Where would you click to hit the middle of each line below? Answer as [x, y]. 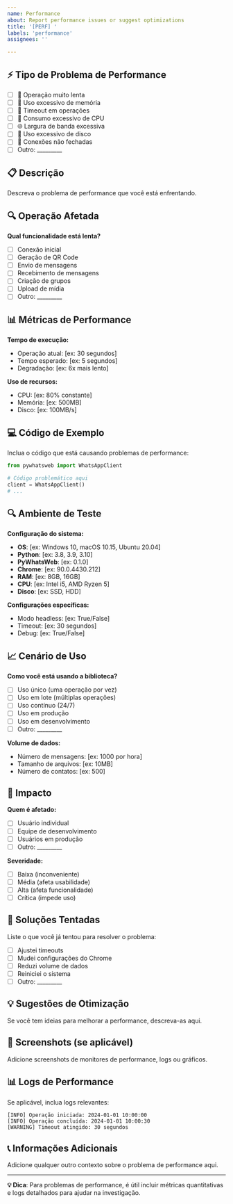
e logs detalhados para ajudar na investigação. [74, 1193]
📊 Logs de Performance [61, 1082]
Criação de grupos [44, 281]
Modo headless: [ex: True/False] [63, 619]
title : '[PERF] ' [32, 26]
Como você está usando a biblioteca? [62, 676]
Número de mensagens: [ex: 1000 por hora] [80, 756]
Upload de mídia [41, 288]
